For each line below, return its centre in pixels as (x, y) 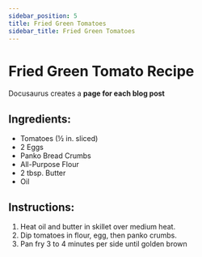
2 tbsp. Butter (43, 173)
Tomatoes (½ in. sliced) (59, 139)
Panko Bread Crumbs (55, 156)
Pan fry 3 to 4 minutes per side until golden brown (103, 243)
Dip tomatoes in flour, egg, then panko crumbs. (99, 235)
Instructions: (42, 207)
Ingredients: (40, 119)
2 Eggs (32, 148)
